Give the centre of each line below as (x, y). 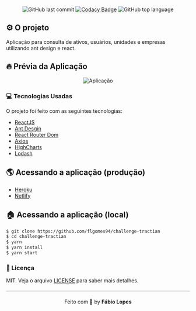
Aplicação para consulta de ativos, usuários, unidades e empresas (86, 42)
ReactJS (24, 122)
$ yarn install (24, 248)
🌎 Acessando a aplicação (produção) (76, 173)
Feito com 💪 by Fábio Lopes (98, 302)
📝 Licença (20, 268)
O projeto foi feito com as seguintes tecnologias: (64, 111)
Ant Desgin (28, 128)
